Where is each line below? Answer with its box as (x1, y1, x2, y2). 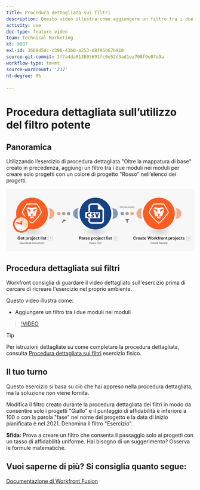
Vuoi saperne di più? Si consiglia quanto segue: (6, 461, 187, 472)
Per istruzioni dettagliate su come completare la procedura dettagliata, (6, 343, 180, 351)
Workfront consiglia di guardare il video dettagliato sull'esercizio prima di (6, 279, 186, 287)
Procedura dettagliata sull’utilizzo (6, 105, 177, 119)
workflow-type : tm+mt (6, 60, 60, 66)
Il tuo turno (6, 367, 48, 377)
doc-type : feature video (6, 29, 68, 35)
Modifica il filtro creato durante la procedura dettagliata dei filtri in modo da (6, 401, 192, 408)
